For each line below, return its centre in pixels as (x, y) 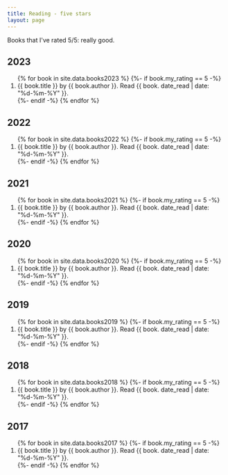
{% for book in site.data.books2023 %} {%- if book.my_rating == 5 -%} (119, 79)
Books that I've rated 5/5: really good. (61, 40)
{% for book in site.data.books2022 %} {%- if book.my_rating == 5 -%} (119, 139)
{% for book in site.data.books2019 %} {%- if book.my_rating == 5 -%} (119, 321)
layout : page (26, 20)
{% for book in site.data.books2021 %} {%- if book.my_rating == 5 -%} (119, 200)
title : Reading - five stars (49, 14)
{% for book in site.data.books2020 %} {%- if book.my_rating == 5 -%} (119, 261)
